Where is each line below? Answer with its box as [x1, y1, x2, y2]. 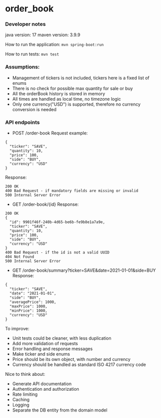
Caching [12, 397, 30, 403]
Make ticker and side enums [12, 351, 70, 357]
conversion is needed [12, 106, 57, 112]
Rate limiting [12, 391, 38, 397]
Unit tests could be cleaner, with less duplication [12, 335, 111, 341]
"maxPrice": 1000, [9, 304, 48, 309]
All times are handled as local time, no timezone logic [12, 96, 121, 102]
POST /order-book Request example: [12, 130, 88, 136]
